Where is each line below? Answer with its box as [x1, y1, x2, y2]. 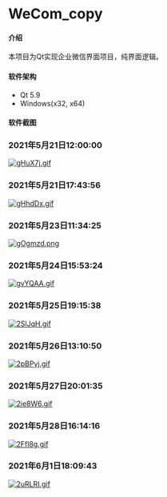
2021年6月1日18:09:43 [8, 460, 97, 471]
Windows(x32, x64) [19, 98, 85, 108]
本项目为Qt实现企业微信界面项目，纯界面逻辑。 [8, 52, 164, 62]
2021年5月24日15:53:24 [8, 260, 104, 271]
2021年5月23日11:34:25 [8, 220, 101, 231]
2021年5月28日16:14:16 [8, 420, 101, 431]
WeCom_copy [8, 5, 103, 23]
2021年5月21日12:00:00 [8, 140, 102, 151]
